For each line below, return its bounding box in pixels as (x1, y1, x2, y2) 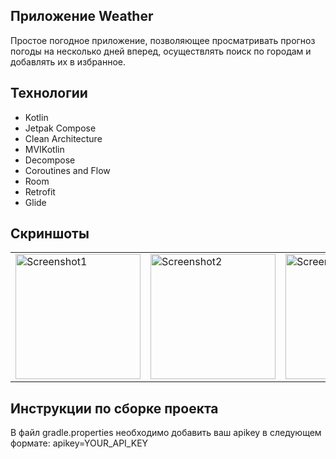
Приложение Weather (10, 8, 154, 25)
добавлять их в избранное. (10, 55, 127, 68)
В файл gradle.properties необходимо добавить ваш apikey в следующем (10, 427, 322, 439)
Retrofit (24, 185, 56, 198)
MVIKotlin (24, 143, 65, 155)
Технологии (10, 85, 88, 102)
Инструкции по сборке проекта (10, 400, 219, 417)
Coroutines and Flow (24, 164, 111, 176)
